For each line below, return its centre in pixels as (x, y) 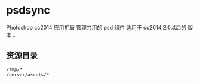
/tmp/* (14, 69)
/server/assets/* (28, 75)
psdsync (28, 10)
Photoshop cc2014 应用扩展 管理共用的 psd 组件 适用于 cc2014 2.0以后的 (97, 27)
